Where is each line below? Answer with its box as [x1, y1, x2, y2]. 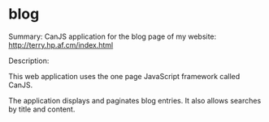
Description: [8, 56, 50, 65]
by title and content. [8, 104, 76, 114]
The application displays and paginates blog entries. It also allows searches [8, 95, 262, 105]
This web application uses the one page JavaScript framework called [8, 71, 241, 81]
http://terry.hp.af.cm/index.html [8, 40, 114, 49]
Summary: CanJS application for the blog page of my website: [8, 32, 217, 41]
